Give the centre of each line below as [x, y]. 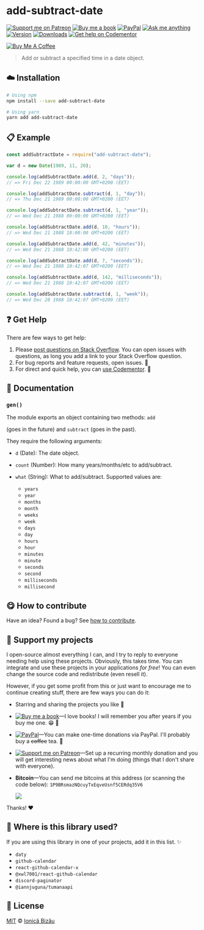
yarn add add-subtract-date [42, 118]
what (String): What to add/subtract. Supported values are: [88, 477]
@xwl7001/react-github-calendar [56, 874]
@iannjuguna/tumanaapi [44, 887]
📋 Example [28, 138]
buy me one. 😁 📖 [37, 722]
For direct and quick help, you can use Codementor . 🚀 [83, 369]
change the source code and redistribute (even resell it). [77, 674]
